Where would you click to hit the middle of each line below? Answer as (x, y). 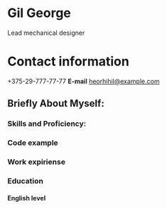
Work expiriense (37, 162)
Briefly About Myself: (56, 103)
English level (27, 198)
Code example (33, 143)
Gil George (39, 13)
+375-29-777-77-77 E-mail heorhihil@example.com (83, 81)
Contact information (68, 61)
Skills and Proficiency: (47, 124)
